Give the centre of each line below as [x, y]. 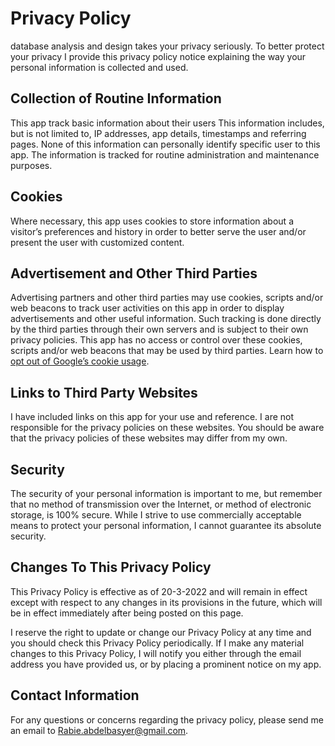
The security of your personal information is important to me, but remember [166, 493]
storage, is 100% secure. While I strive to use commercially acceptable [156, 515]
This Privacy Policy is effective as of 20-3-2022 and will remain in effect [159, 591]
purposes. [31, 165]
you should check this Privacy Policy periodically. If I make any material [157, 643]
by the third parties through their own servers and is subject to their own [159, 329]
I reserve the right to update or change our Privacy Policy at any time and [161, 632]
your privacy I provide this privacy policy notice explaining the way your [158, 56]
